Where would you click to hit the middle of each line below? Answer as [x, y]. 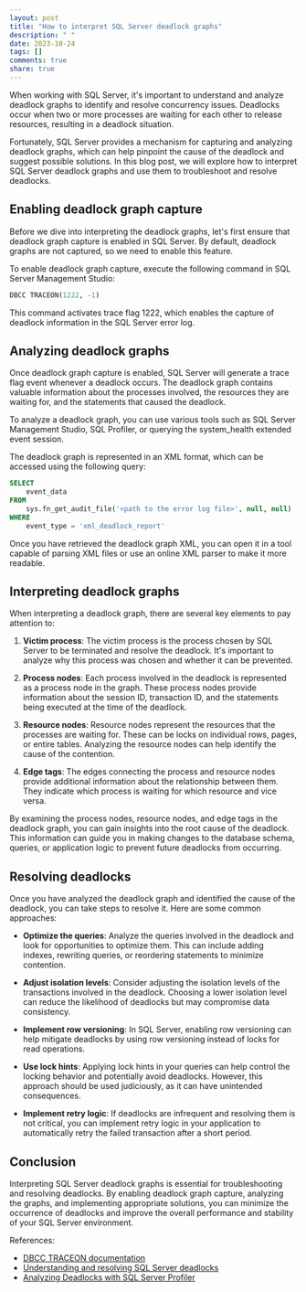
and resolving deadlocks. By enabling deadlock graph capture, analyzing [147, 1193]
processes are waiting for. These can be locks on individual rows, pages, [160, 735]
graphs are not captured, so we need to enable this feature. [121, 251]
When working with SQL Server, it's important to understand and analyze [147, 95]
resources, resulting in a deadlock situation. [92, 123]
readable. [27, 562]
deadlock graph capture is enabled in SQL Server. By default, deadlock [143, 241]
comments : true [38, 60]
